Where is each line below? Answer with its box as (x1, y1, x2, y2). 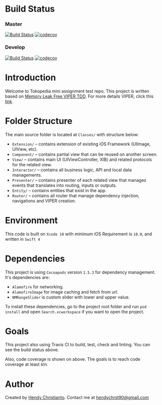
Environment (5, 215, 58, 226)
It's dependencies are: (5, 274, 50, 280)
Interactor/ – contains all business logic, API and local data (12, 167, 132, 173)
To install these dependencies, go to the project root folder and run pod (5, 303, 147, 309)
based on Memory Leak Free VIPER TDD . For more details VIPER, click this (5, 93, 154, 99)
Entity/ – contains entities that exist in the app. (12, 187, 107, 193)
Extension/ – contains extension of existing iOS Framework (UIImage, (12, 141, 151, 147)
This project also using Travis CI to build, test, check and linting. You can (5, 342, 150, 348)
